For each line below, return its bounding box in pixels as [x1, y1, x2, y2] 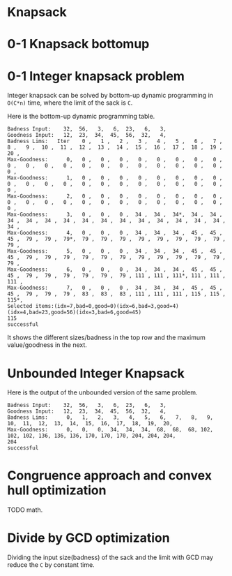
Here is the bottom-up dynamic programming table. [7, 112, 155, 121]
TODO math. [7, 505, 43, 514]
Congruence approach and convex [7, 468, 212, 484]
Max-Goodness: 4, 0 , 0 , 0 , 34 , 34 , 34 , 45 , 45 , [7, 230, 223, 237]
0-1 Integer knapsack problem [7, 68, 185, 84]
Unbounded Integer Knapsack [7, 365, 185, 381]
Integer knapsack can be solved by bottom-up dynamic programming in [7, 91, 214, 100]
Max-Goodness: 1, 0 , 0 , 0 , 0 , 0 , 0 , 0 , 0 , [7, 175, 223, 182]
